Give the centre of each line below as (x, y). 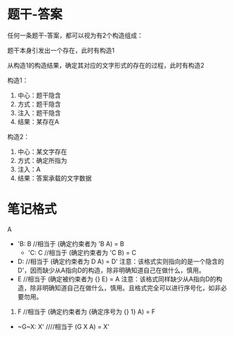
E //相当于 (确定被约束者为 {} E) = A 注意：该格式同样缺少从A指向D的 (117, 278)
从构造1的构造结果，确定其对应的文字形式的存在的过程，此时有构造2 (106, 65)
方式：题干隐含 (39, 104)
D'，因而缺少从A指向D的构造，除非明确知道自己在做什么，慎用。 (111, 270)
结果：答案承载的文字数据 (54, 178)
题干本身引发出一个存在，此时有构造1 (61, 50)
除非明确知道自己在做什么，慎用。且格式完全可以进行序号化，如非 (125, 288)
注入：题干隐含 (39, 113)
